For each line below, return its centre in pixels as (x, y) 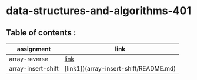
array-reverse (29, 59)
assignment (34, 49)
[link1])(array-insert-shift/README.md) (120, 69)
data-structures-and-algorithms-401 (98, 11)
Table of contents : (41, 33)
